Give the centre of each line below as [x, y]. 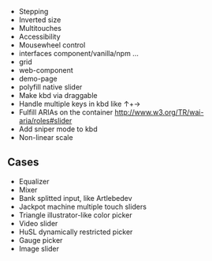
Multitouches [40, 28]
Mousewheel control [52, 45]
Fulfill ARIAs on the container [66, 112]
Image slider [39, 248]
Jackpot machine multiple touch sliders [83, 206]
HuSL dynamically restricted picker [76, 232]
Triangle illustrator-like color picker [75, 215]
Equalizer [34, 181]
